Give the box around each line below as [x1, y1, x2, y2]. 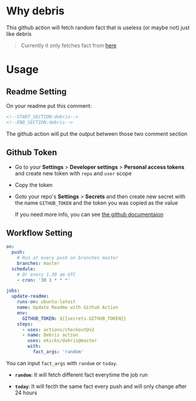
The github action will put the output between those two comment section [6, 130, 188, 137]
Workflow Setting [6, 228, 73, 238]
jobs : [6, 288, 20, 294]
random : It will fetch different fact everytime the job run [14, 371, 148, 378]
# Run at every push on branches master [17, 255, 119, 261]
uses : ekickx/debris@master [27, 338, 97, 344]
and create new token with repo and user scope [14, 169, 132, 177]
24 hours [14, 389, 38, 396]
